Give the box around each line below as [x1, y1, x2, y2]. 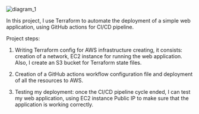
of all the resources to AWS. [14, 77, 84, 84]
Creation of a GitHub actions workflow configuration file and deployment [14, 71, 193, 77]
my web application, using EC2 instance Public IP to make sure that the [14, 95, 189, 102]
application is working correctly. [14, 101, 94, 108]
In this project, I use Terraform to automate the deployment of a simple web [6, 17, 191, 24]
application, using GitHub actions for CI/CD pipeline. [6, 24, 134, 30]
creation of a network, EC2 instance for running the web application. [14, 53, 182, 59]
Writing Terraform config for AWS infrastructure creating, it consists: [14, 46, 183, 53]
